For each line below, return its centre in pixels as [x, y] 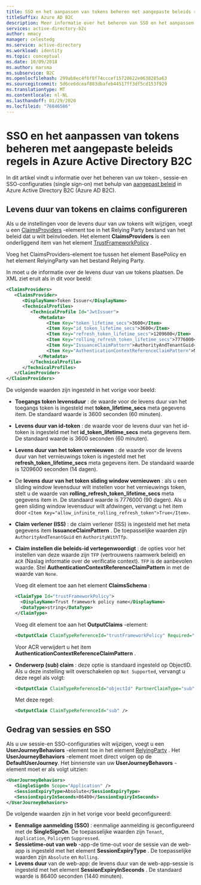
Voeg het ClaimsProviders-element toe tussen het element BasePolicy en [96, 254]
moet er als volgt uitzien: [58, 770]
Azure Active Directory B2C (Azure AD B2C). [61, 190]
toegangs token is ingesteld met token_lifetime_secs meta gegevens [100, 408]
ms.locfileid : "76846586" [38, 106]
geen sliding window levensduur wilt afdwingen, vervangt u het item [99, 506]
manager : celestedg [31, 39]
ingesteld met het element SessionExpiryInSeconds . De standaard [98, 870]
